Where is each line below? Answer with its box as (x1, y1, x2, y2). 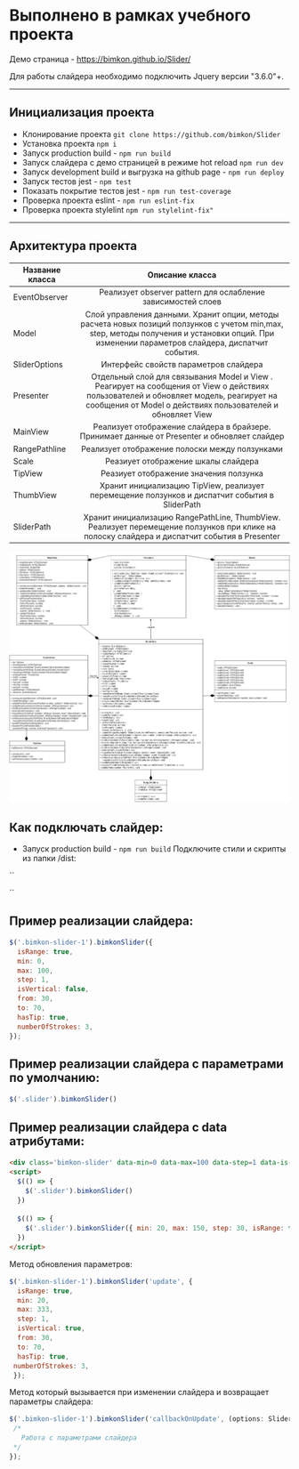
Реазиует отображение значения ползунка (101, 468, 264, 479)
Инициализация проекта (9, 105, 155, 120)
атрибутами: (9, 1134, 85, 1149)
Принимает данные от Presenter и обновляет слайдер (79, 431, 285, 441)
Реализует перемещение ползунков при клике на (87, 521, 276, 532)
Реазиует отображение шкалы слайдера (105, 456, 260, 466)
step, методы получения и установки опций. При (89, 327, 275, 338)
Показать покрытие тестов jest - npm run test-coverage (21, 185, 231, 196)
